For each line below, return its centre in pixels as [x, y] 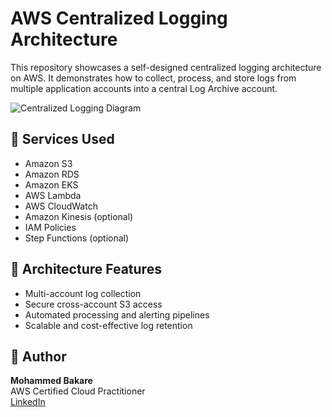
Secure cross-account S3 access [93, 304]
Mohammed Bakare [51, 381]
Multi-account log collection [83, 293]
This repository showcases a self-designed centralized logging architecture [166, 67]
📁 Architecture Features [86, 269]
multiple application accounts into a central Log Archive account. [144, 88]
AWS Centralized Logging [119, 18]
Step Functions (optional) [77, 238]
